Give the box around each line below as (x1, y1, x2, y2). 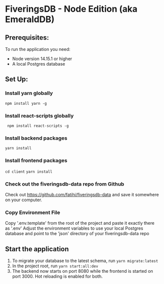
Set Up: (5, 75, 28, 84)
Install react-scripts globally (5, 112, 74, 119)
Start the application (5, 245, 69, 253)
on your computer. (5, 197, 43, 203)
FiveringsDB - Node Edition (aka (5, 3, 138, 15)
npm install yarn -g (5, 101, 47, 106)
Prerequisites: (5, 33, 49, 42)
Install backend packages (5, 135, 68, 142)
